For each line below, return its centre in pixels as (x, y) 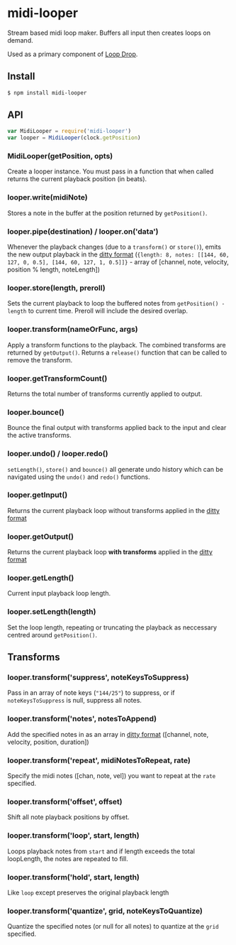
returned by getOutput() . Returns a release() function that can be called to (117, 352)
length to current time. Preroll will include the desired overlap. (98, 311)
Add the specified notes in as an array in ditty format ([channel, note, (108, 734)
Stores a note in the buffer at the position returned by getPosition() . (107, 213)
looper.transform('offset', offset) (65, 801)
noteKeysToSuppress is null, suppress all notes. (74, 701)
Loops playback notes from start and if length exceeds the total (101, 851)
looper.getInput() (38, 495)
